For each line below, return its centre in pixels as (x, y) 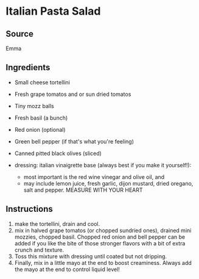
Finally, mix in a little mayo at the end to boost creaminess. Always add (103, 263)
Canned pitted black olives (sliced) (58, 153)
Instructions (29, 209)
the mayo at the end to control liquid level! (67, 269)
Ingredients (28, 67)
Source (20, 34)
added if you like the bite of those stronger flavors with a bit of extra (100, 243)
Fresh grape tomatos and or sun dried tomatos (73, 94)
